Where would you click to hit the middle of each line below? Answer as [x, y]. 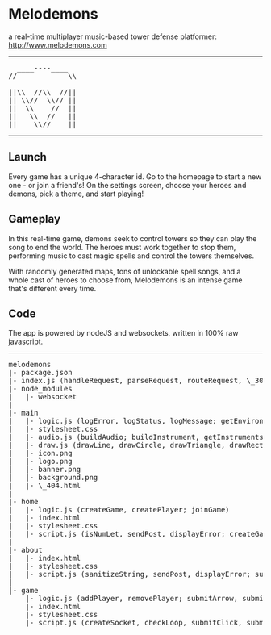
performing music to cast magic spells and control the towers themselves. [131, 256]
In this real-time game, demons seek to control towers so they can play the [133, 238]
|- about [25, 550]
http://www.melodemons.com [58, 44]
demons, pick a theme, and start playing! [76, 194]
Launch [27, 157]
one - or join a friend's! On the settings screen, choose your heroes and [127, 185]
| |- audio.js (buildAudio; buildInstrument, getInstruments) [138, 437]
